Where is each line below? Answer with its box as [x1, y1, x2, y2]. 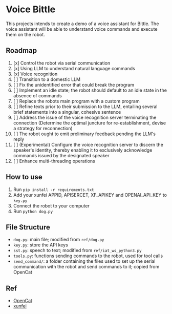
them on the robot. [6, 31, 45, 37]
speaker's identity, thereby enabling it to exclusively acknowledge [13, 147, 153, 153]
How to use [6, 173, 42, 181]
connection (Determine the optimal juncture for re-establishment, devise [13, 119, 166, 126]
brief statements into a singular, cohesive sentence [13, 109, 121, 115]
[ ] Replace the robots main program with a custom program [13, 98, 140, 104]
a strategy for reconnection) [13, 125, 73, 131]
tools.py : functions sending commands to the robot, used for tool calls [13, 253, 163, 259]
